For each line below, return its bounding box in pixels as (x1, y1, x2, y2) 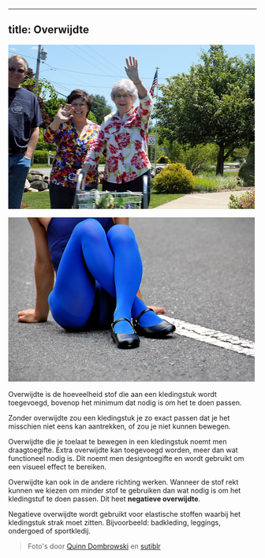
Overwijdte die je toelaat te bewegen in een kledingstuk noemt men (8, 436, 227, 446)
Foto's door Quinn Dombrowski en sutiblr (27, 541, 162, 551)
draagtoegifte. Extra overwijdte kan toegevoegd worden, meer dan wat (8, 445, 238, 455)
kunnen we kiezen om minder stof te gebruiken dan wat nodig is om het (8, 485, 241, 495)
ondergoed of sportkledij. (8, 526, 91, 535)
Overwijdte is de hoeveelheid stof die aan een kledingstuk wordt (8, 389, 217, 399)
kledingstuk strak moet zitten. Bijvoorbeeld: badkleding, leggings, (8, 518, 221, 527)
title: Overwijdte (8, 23, 89, 36)
